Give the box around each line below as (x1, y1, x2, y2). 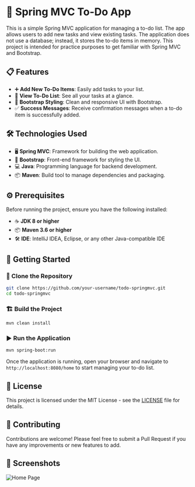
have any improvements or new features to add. (6, 441, 121, 448)
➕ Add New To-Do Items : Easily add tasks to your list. (14, 85, 145, 92)
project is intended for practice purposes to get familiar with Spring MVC (6, 43, 181, 50)
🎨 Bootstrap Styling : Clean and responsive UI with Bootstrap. (14, 98, 163, 105)
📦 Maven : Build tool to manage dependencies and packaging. (14, 171, 165, 178)
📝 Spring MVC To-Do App (6, 5, 131, 19)
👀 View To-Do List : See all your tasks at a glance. (14, 92, 134, 99)
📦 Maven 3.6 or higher (14, 226, 72, 233)
